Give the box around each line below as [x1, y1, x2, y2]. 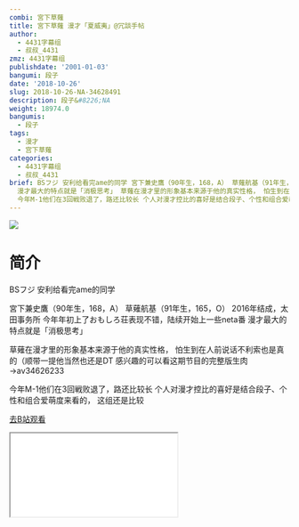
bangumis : [9, 112, 46, 121]
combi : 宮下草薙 [9, 12, 64, 22]
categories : [9, 153, 53, 163]
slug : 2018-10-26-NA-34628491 [9, 87, 122, 96]
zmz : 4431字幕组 [9, 54, 66, 63]
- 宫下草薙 [17, 145, 53, 154]
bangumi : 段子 [9, 71, 60, 80]
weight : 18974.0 [9, 104, 69, 113]
